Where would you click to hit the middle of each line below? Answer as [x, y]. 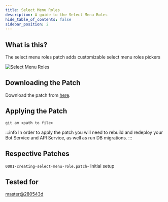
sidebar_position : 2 [27, 24]
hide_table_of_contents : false [38, 19]
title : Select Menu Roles [32, 10]
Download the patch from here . [38, 95]
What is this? [26, 45]
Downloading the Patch [43, 83]
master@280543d [24, 194]
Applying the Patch [36, 111]
